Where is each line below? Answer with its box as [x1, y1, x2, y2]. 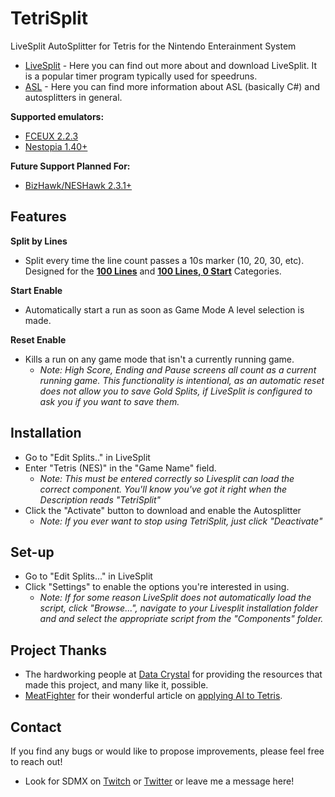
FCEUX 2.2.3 [24, 130, 79, 142]
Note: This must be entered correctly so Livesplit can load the [39, 472, 295, 484]
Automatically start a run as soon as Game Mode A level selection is [24, 303, 305, 316]
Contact [10, 718, 62, 736]
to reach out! [10, 756, 63, 767]
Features [10, 208, 67, 226]
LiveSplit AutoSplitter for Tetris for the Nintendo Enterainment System [10, 40, 297, 52]
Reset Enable [10, 333, 67, 346]
